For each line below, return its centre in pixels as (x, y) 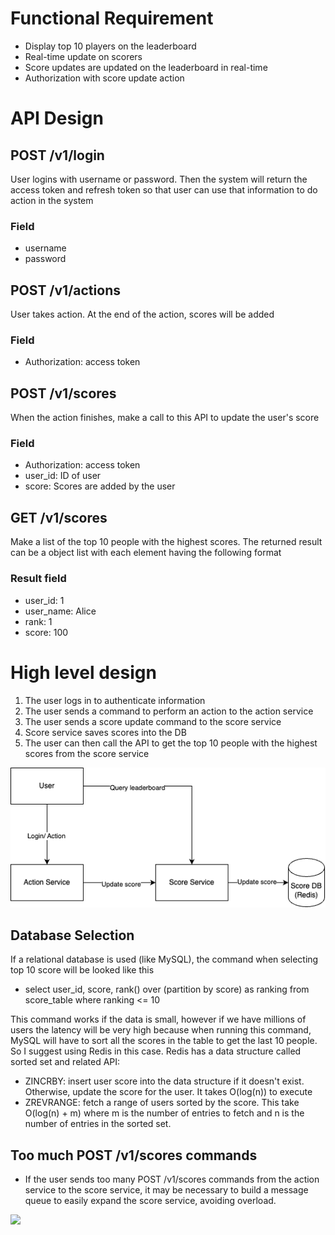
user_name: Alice (60, 611)
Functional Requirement (112, 18)
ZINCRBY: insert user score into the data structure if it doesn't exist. (164, 1081)
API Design (57, 118)
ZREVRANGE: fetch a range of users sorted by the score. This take (162, 1103)
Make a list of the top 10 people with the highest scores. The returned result (166, 542)
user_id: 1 (44, 600)
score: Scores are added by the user (100, 486)
